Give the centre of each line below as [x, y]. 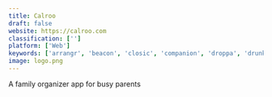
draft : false [30, 23]
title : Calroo [32, 16]
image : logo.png [36, 61]
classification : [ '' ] [45, 38]
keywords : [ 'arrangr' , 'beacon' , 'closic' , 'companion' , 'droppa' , [125, 53]
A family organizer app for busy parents [75, 84]
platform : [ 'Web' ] [39, 46]
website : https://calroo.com [57, 31]
